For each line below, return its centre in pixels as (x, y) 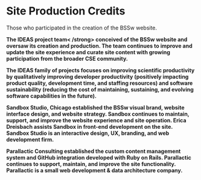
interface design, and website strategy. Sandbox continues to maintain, (98, 114)
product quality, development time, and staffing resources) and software (100, 83)
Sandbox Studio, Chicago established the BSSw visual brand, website (95, 107)
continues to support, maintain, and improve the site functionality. (91, 164)
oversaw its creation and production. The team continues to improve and (99, 46)
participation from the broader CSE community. (67, 58)
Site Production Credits (66, 11)
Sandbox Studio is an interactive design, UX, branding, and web (88, 133)
